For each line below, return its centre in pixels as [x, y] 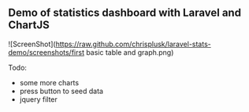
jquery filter [38, 99]
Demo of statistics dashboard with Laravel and [125, 13]
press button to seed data [61, 91]
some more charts [49, 82]
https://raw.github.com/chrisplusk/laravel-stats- [133, 44]
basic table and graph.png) [130, 52]
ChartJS [29, 25]
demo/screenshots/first [46, 52]
